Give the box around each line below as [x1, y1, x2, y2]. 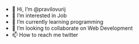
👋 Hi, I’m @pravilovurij [11, 6, 67, 12]
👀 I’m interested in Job [11, 12, 67, 19]
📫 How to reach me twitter [11, 32, 78, 38]
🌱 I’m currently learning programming [11, 18, 104, 25]
